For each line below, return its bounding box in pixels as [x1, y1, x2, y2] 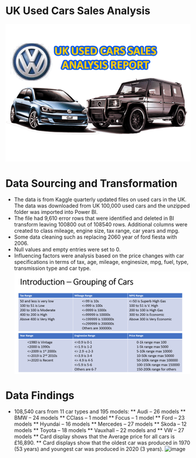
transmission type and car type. [13, 265, 92, 272]
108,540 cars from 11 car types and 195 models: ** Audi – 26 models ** [13, 408, 186, 415]
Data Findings [5, 389, 75, 402]
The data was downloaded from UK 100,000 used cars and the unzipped [13, 202, 190, 209]
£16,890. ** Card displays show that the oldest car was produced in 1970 [13, 439, 190, 446]
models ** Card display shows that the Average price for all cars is [13, 433, 175, 440]
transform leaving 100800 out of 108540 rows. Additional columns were [13, 221, 188, 228]
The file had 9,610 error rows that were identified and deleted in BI [13, 215, 174, 222]
